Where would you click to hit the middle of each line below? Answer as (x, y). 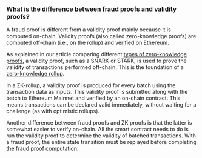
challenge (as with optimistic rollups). (53, 111)
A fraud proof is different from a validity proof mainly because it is (89, 30)
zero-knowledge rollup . (35, 74)
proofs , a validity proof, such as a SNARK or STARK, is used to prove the (96, 61)
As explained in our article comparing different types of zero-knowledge (96, 54)
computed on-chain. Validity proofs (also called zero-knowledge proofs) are (101, 36)
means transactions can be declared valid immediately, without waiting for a (101, 105)
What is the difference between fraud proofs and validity (92, 9)
